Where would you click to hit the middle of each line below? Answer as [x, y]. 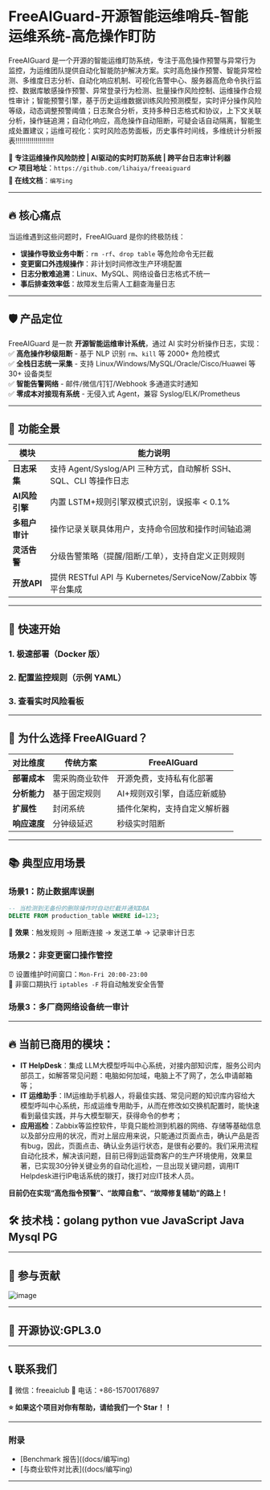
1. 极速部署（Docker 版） [57, 654]
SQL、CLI [68, 481]
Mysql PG [33, 1237]
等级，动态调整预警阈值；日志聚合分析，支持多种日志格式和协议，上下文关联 [135, 110]
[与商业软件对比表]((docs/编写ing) [76, 1469]
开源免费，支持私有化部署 [166, 778]
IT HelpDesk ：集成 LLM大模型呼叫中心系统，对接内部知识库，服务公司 [137, 1065]
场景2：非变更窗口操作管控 [60, 955]
